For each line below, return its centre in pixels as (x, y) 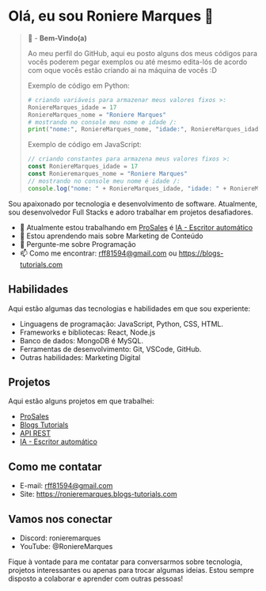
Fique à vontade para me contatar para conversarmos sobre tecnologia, (125, 562)
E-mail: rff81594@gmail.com (66, 486)
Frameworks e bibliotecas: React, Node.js (87, 332)
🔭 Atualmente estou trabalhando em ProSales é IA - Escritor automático (136, 227)
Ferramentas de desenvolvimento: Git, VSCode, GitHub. (110, 349)
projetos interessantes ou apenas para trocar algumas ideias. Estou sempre (131, 570)
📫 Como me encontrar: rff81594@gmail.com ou (98, 253)
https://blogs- (201, 253)
